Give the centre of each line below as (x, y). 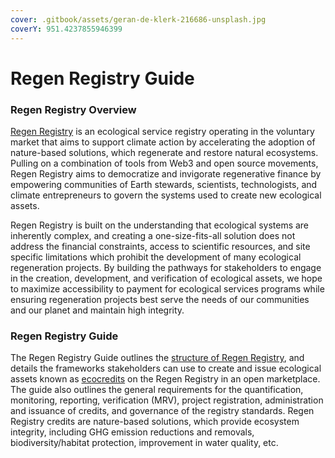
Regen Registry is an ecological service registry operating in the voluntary (162, 131)
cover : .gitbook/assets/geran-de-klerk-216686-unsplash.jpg (138, 19)
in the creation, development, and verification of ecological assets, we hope (166, 278)
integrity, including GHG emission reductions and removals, (132, 432)
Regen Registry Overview (73, 109)
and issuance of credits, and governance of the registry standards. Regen (162, 411)
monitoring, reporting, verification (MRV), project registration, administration (167, 400)
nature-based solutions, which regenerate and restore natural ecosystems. (164, 152)
